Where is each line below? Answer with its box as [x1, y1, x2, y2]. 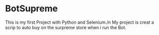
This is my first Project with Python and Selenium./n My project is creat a [5, 19, 154, 25]
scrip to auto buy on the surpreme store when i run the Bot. [5, 24, 127, 30]
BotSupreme [5, 3, 58, 14]
